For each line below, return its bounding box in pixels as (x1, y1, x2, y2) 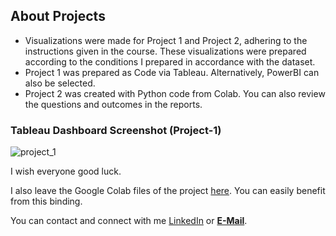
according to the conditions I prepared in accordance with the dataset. (24, 55, 316, 68)
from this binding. (10, 195, 83, 208)
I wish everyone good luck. (10, 165, 122, 178)
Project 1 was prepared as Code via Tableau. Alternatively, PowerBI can (24, 66, 320, 78)
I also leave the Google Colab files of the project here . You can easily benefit (10, 185, 326, 197)
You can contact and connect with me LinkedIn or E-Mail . (10, 215, 248, 227)
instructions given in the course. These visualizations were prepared (24, 45, 307, 57)
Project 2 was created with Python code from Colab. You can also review (24, 87, 326, 99)
